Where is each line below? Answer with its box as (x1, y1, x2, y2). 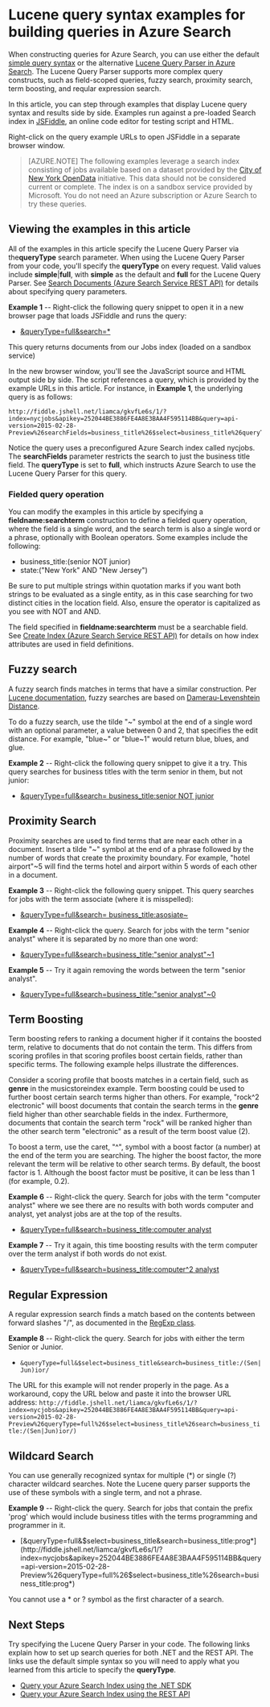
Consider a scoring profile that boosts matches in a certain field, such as (8, 1075, 249, 1085)
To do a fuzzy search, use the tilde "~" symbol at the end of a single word (8, 716, 253, 726)
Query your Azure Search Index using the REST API (19, 1688, 190, 1698)
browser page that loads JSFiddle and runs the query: (8, 310, 187, 320)
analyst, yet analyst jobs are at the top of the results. (8, 1209, 182, 1219)
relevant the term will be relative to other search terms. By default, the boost (8, 1159, 261, 1169)
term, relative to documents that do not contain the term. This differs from (8, 1042, 253, 1053)
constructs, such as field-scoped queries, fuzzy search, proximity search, (8, 75, 253, 85)
